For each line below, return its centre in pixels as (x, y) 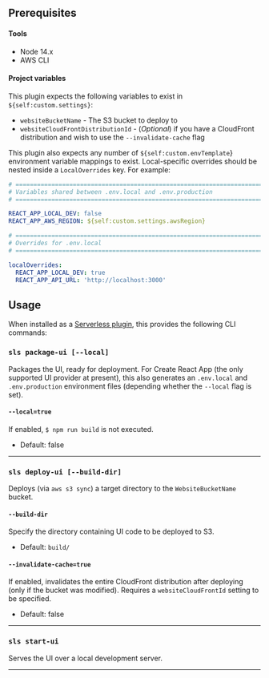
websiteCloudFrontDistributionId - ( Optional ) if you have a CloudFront (137, 128)
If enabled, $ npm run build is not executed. (81, 429)
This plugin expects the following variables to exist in (96, 96)
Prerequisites (42, 13)
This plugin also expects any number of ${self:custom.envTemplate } (121, 152)
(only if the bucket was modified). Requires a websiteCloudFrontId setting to (134, 590)
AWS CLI (34, 60)
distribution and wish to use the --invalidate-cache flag (112, 137)
